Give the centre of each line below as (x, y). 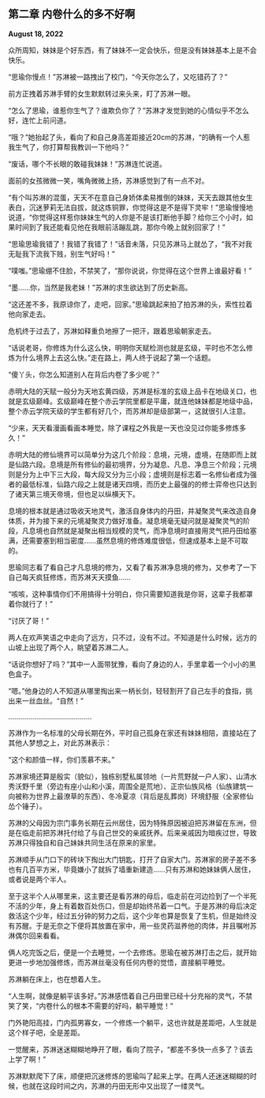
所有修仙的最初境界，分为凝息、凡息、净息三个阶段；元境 (163, 464)
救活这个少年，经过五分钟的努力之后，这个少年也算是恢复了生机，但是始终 (129, 915)
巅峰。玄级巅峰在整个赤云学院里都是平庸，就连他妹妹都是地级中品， (146, 401)
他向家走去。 (29, 314)
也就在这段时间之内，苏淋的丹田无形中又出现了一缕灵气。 (115, 1085)
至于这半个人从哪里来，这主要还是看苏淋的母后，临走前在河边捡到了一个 (125, 895)
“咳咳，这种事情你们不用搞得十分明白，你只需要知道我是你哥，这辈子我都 (127, 594)
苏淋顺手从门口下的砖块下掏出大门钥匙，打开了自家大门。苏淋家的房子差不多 (132, 859)
